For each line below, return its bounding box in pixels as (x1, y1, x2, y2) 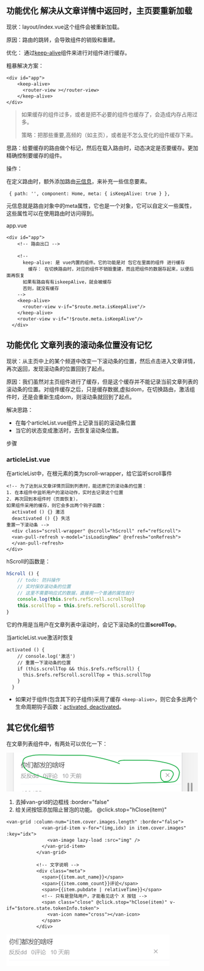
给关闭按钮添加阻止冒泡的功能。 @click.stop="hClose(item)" (15, 806, 167, 813)
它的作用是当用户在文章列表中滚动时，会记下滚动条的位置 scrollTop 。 (6, 621, 180, 629)
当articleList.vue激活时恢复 (6, 634, 74, 641)
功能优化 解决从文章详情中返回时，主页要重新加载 (6, 5, 192, 16)
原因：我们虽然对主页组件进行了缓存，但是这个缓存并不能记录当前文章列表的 (6, 378, 199, 385)
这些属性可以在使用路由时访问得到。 (6, 210, 97, 217)
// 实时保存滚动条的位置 (17, 584, 71, 590)
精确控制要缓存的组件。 (6, 152, 65, 159)
